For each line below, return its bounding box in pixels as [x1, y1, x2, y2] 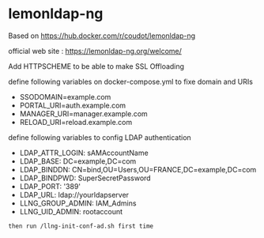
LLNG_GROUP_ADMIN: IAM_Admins [19, 198, 137, 208]
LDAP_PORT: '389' [19, 181, 81, 191]
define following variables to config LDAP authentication [8, 132, 191, 142]
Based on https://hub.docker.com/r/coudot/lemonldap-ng [8, 31, 196, 40]
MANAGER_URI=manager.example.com [19, 108, 148, 119]
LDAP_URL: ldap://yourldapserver [19, 190, 129, 199]
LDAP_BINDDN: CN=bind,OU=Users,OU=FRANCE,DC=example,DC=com [19, 164, 257, 174]
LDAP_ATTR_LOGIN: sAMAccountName [19, 148, 149, 157]
